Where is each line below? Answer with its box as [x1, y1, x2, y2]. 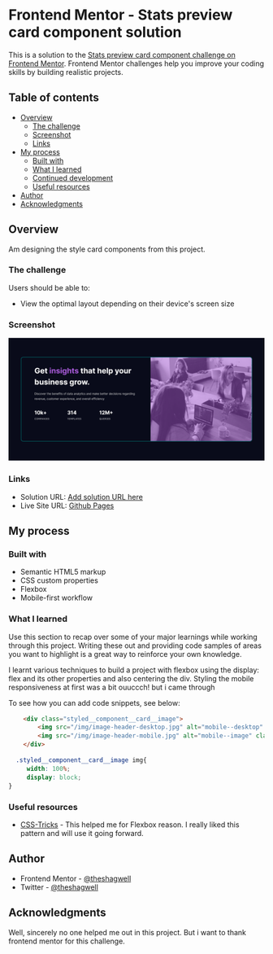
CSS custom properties [19, 575, 99, 585]
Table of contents [8, 91, 99, 105]
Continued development [32, 173, 114, 182]
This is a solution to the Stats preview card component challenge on [8, 50, 236, 59]
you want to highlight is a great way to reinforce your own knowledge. [8, 649, 242, 659]
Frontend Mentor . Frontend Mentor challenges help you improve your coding [8, 59, 265, 68]
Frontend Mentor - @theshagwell [19, 873, 132, 883]
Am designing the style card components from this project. [8, 244, 206, 254]
